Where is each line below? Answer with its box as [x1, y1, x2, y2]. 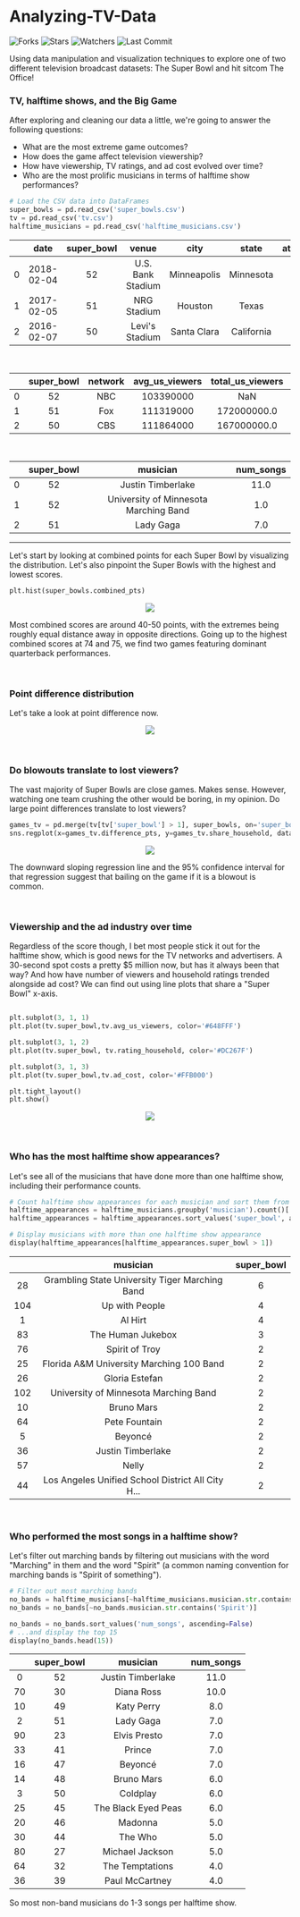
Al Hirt [120, 1313, 147, 1326]
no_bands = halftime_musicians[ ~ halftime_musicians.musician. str [9, 1595, 257, 1604]
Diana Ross [114, 1685, 162, 1698]
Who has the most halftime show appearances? [9, 1151, 221, 1163]
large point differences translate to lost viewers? [9, 803, 187, 815]
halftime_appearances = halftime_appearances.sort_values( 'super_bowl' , [9, 1214, 286, 1223]
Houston [177, 300, 213, 312]
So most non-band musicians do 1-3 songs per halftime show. [9, 1897, 237, 1908]
